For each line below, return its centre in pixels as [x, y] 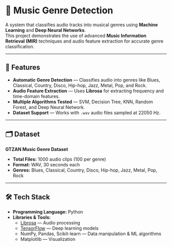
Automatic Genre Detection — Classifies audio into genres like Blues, [86, 80]
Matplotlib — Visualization [48, 239]
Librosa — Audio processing [50, 223]
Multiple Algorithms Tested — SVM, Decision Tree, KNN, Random [83, 102]
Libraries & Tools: [32, 217]
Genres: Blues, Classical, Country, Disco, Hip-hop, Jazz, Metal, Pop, [85, 170]
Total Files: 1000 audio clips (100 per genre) [59, 159]
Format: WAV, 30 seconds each [46, 164]
